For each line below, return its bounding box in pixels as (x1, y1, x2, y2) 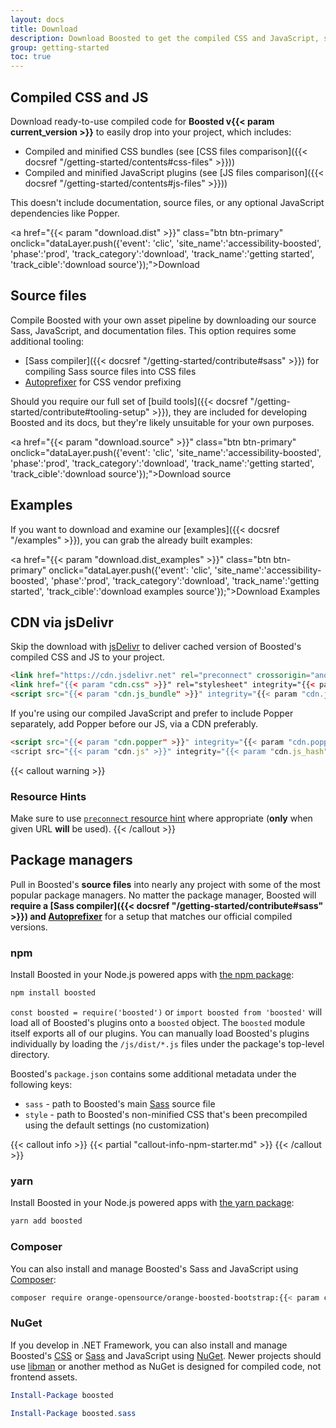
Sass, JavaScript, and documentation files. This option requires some (10, 324, 297, 336)
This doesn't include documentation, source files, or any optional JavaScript (10, 196, 325, 208)
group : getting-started (10, 42, 110, 53)
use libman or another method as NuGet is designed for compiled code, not (10, 1360, 322, 1372)
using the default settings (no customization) (24, 1119, 210, 1131)
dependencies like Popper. (10, 207, 120, 219)
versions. (10, 921, 48, 933)
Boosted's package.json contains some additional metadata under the (10, 1068, 297, 1080)
